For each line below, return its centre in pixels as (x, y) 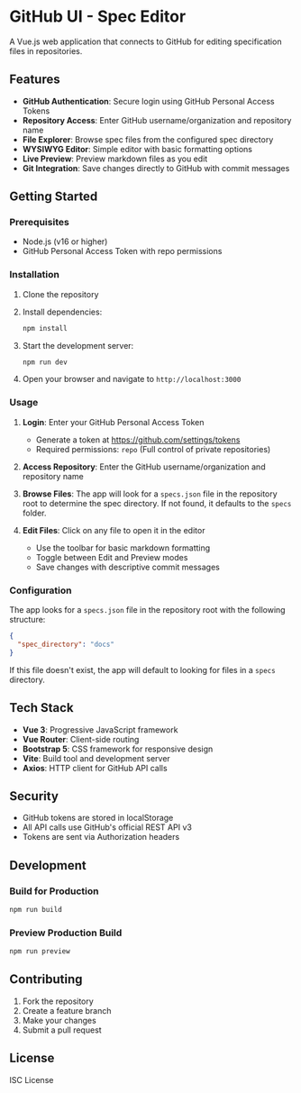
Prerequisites (39, 223)
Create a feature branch (67, 1010)
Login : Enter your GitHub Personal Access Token (113, 422)
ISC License (32, 1079)
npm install (45, 328)
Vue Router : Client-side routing (81, 739)
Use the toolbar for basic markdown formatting (123, 548)
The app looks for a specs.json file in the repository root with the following (147, 610)
